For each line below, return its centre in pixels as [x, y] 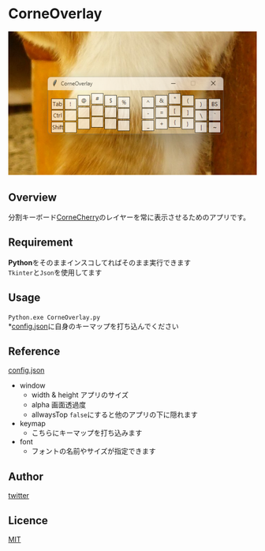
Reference [34, 351]
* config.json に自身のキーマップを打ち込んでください [93, 326]
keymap [32, 424]
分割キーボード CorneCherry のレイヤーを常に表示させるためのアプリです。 [129, 217]
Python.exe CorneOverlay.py [54, 317]
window [32, 386]
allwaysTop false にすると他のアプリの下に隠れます [115, 414]
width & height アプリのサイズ [80, 395]
